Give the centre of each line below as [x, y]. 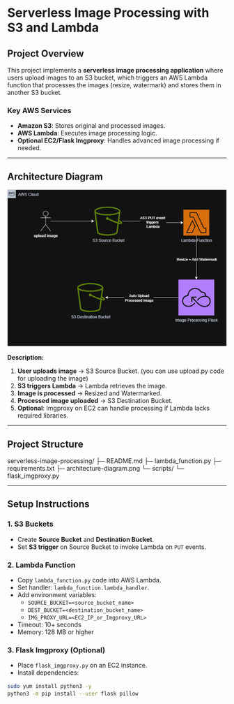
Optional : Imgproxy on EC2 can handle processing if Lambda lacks [114, 408]
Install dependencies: [48, 673]
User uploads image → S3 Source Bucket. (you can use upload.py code [121, 371]
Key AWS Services [39, 110]
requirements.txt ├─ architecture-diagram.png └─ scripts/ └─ [96, 469]
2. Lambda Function [41, 565]
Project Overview [46, 53]
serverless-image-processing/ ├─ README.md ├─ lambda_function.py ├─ [114, 461]
